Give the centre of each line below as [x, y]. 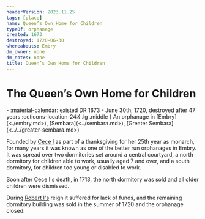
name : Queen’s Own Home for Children [54, 23]
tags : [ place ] [24, 18]
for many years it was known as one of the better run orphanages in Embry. [102, 148]
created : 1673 [24, 35]
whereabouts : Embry [31, 46]
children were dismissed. [38, 186]
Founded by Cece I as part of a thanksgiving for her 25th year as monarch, [100, 142]
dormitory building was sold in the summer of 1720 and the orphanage [95, 204]
